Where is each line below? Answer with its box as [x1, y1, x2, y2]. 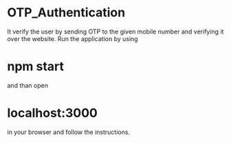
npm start [7, 59, 64, 75]
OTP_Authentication [7, 5, 126, 21]
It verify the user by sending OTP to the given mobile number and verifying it [7, 27, 224, 36]
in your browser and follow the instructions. [7, 128, 131, 136]
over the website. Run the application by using [7, 34, 139, 42]
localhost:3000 [7, 105, 98, 121]
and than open [7, 81, 48, 90]
